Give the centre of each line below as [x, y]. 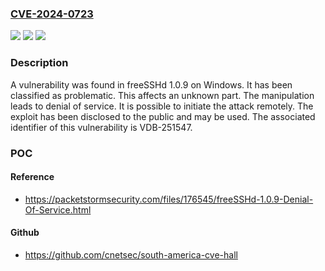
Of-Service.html [58, 209]
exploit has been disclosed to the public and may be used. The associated [163, 116]
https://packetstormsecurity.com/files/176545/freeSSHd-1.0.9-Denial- [169, 199]
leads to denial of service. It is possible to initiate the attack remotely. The [162, 106]
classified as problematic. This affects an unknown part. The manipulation [162, 95]
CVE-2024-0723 [52, 14]
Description [39, 63]
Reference [32, 177]
